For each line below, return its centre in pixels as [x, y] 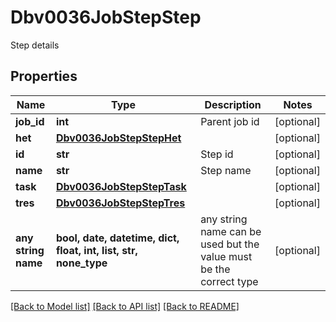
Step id [217, 154]
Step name [226, 170]
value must [226, 256]
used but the [230, 244]
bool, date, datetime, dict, [117, 238]
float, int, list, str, [96, 250]
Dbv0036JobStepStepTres [120, 203]
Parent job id [230, 121]
